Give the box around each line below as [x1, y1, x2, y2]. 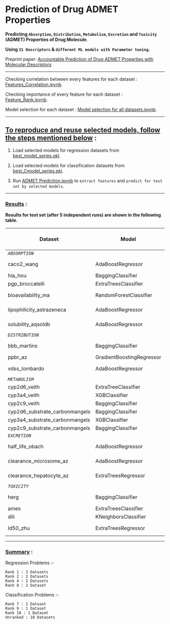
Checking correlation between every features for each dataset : [5, 76, 138, 82]
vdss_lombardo [8, 365, 45, 372]
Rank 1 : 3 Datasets [5, 570, 49, 575]
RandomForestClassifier [95, 292, 153, 299]
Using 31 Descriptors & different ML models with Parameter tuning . [5, 46, 150, 52]
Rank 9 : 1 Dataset [5, 606, 47, 611]
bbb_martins [8, 342, 38, 349]
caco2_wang [8, 261, 39, 268]
